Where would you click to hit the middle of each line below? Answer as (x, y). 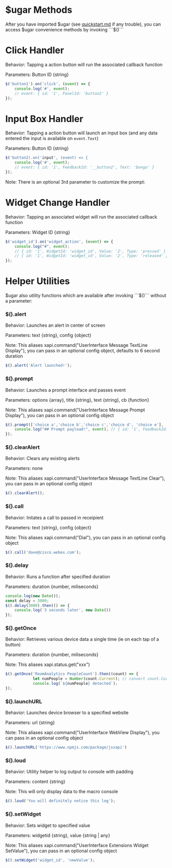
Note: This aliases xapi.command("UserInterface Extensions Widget (77, 845)
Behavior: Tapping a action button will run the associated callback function (84, 64)
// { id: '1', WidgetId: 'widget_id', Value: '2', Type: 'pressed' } (90, 251)
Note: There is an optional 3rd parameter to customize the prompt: (75, 182)
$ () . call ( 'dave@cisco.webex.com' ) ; (43, 552)
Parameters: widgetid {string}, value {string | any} (58, 835)
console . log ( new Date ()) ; (33, 596)
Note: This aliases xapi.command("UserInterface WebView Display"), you (82, 733)
